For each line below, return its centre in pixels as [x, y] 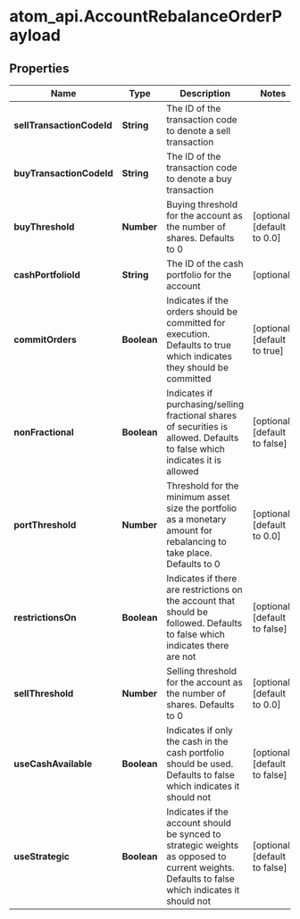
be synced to [194, 834]
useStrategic [42, 856]
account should [199, 823]
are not [181, 656]
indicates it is [194, 460]
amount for [189, 531]
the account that [200, 601]
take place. [189, 553]
